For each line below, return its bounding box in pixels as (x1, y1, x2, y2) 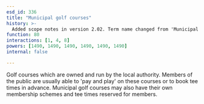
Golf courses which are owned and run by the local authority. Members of (6, 71, 193, 78)
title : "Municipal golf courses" (6, 15, 92, 21)
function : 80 (6, 32, 40, 38)
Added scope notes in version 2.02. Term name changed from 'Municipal (12, 26, 199, 32)
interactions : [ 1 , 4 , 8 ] (6, 37, 70, 43)
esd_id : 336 (6, 9, 37, 15)
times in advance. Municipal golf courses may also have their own (6, 84, 173, 91)
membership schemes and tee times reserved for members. (6, 90, 157, 98)
